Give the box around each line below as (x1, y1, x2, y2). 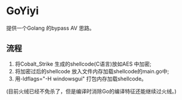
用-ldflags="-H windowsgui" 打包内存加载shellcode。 (14, 75, 147, 82)
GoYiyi (6, 4, 39, 18)
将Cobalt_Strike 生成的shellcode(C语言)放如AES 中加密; (14, 60, 152, 67)
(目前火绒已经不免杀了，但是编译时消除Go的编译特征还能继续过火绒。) (6, 88, 177, 95)
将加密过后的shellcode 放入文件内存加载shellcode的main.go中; (14, 67, 169, 75)
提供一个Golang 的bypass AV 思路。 (6, 24, 95, 31)
